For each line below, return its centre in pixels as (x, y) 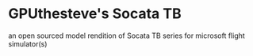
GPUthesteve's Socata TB (95, 14)
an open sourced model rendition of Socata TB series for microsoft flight (127, 35)
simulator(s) (28, 43)
